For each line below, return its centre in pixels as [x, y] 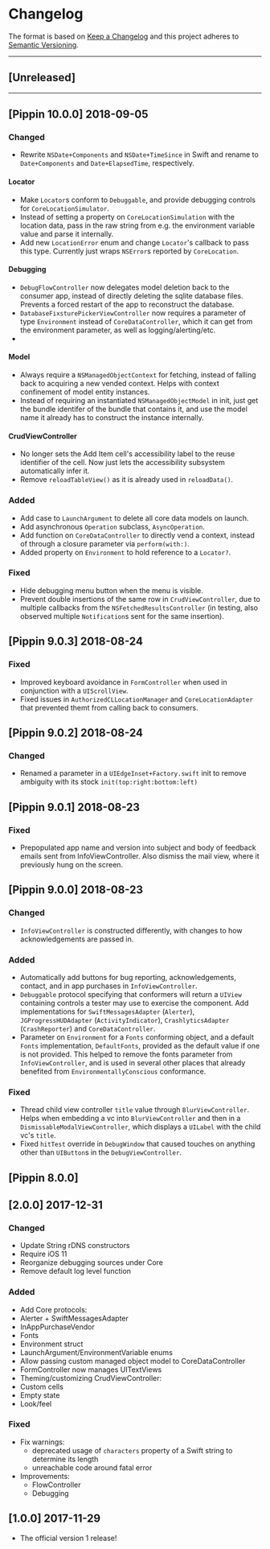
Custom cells [42, 1386]
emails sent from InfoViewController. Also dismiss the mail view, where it [139, 856]
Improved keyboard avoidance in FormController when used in [123, 682]
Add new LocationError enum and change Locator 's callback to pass [134, 242]
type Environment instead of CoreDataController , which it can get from [136, 321]
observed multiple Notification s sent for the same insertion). [122, 616]
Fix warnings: [42, 1442]
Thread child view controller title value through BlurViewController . [135, 1110]
